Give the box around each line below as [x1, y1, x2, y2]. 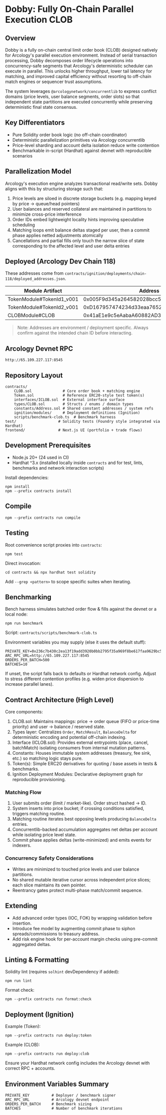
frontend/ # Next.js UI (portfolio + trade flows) [5, 428, 142, 433]
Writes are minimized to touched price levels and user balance [12, 866, 140, 872]
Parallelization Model [5, 167, 72, 176]
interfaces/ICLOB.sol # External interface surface [14, 398, 125, 402]
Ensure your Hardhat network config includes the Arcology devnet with [5, 1060, 150, 1066]
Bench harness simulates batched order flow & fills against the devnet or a [5, 606, 157, 612]
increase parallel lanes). [5, 681, 54, 687]
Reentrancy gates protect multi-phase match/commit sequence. [12, 887, 143, 893]
